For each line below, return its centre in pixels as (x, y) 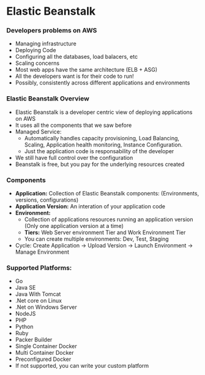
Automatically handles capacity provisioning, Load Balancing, (102, 138)
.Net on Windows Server (46, 307)
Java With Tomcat (38, 294)
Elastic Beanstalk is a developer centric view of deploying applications (104, 112)
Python (24, 327)
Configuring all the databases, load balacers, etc (76, 57)
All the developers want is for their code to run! (74, 76)
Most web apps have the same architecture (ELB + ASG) (86, 70)
